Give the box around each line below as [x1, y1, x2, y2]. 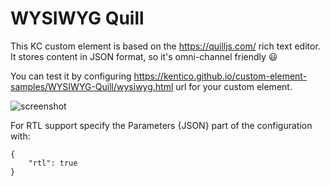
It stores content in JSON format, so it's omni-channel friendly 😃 [10, 50, 278, 62]
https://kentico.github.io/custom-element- [133, 70, 308, 82]
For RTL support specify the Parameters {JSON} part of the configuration [10, 119, 313, 131]
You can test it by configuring [10, 70, 132, 82]
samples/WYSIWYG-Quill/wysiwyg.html [10, 80, 174, 92]
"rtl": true [28, 158, 78, 168]
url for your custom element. [175, 80, 293, 92]
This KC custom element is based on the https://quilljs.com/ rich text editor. [10, 40, 321, 52]
